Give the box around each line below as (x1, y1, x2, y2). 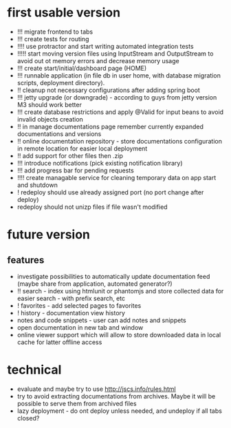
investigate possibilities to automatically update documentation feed (16, 272, 210, 280)
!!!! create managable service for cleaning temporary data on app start (16, 173, 217, 181)
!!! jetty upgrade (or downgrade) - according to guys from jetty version (16, 93, 217, 101)
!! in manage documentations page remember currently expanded (16, 122, 204, 131)
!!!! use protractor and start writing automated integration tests (16, 42, 194, 50)
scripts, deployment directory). (16, 78, 105, 87)
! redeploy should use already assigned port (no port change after (16, 188, 204, 196)
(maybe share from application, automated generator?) (16, 280, 173, 288)
